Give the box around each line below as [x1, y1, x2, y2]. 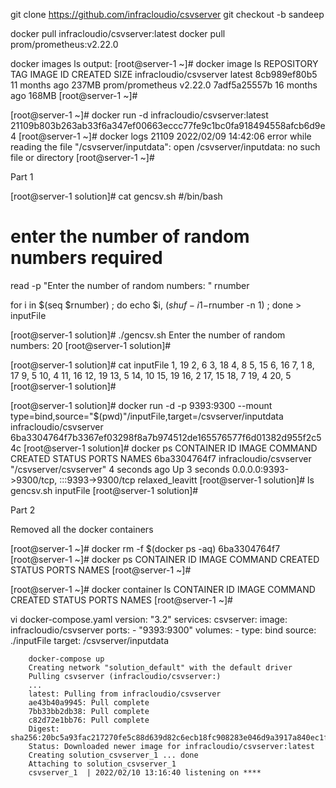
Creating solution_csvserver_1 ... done [28, 750, 199, 760]
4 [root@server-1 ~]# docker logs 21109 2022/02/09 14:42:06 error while [10, 130, 312, 142]
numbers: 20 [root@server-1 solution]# [10, 339, 172, 351]
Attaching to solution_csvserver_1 [28, 759, 177, 769]
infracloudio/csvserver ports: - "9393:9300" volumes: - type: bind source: [10, 624, 317, 636]
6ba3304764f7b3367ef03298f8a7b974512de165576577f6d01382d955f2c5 [10, 431, 322, 443]
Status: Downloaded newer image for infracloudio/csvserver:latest [28, 741, 315, 751]
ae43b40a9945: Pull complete [28, 697, 150, 708]
